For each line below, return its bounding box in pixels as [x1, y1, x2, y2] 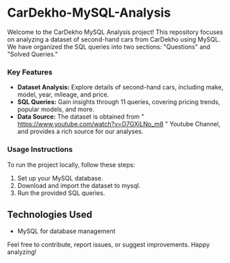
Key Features [7, 67, 53, 77]
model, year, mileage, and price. [17, 90, 109, 99]
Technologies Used [7, 208, 92, 220]
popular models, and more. [17, 105, 95, 114]
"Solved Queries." [7, 50, 58, 58]
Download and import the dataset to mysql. [17, 181, 141, 189]
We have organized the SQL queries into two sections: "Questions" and [7, 42, 211, 51]
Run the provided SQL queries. [17, 189, 105, 197]
